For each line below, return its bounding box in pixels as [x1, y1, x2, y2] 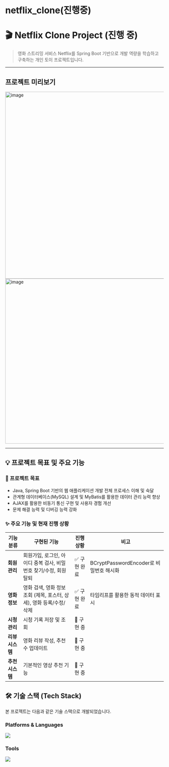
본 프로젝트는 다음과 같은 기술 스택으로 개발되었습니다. [5, 708, 112, 714]
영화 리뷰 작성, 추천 [23, 637, 66, 644]
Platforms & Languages [5, 721, 63, 728]
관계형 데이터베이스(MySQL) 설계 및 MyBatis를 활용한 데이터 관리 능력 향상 [12, 493, 160, 500]
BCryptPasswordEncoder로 [90, 559, 155, 566]
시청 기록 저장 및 [23, 616, 60, 623]
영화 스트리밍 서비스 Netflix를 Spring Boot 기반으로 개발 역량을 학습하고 [17, 50, 159, 57]
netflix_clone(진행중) [5, 5, 92, 16]
